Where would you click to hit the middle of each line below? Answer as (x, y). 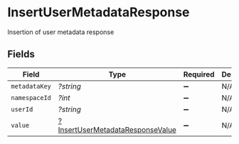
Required (199, 74)
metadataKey (31, 86)
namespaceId (31, 98)
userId (22, 109)
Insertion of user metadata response (61, 32)
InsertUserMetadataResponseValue (117, 130)
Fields (21, 54)
